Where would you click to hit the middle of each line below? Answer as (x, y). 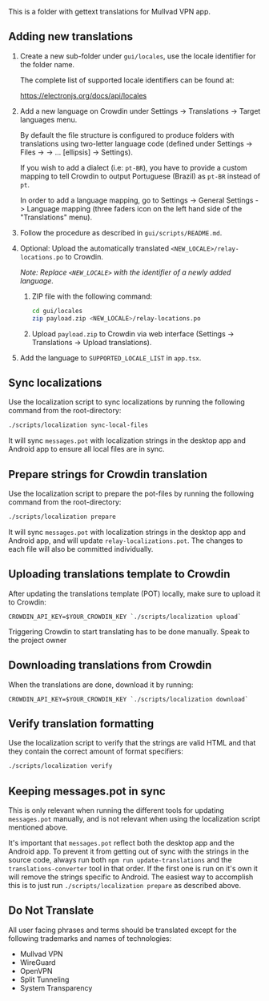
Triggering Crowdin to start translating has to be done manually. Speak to (129, 631)
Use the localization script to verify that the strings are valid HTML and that (132, 743)
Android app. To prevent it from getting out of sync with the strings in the (129, 851)
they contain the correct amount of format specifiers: (96, 751)
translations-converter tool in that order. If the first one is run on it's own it (133, 869)
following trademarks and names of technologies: (90, 938)
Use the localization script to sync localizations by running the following (127, 402)
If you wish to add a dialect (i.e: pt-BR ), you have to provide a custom (134, 167)
